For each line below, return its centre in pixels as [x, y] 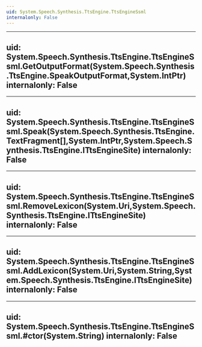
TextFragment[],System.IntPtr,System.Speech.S [99, 141]
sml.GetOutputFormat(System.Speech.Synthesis [100, 66]
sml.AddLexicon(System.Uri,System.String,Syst [99, 271]
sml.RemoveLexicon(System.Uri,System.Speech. [101, 206]
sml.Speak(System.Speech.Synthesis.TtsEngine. [101, 131]
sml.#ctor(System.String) [55, 336]
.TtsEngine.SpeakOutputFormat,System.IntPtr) [96, 76]
